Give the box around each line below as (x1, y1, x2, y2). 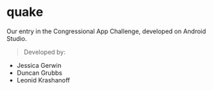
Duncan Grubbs (16, 69, 63, 77)
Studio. (6, 34, 27, 42)
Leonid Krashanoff (16, 75, 71, 84)
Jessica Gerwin (16, 61, 62, 69)
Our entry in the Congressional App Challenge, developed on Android (6, 27, 207, 35)
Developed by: (23, 48, 66, 56)
